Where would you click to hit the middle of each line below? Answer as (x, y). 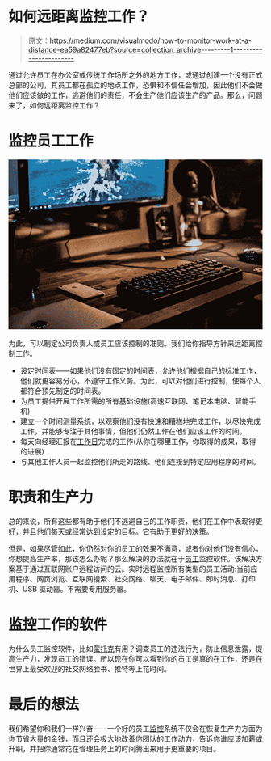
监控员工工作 (51, 141)
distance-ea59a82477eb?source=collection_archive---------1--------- (145, 49)
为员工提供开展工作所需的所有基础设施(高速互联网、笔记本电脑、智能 (134, 400)
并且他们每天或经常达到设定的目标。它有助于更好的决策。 (118, 531)
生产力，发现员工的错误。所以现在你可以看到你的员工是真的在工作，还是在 (139, 658)
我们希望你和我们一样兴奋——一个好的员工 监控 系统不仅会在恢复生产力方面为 (135, 728)
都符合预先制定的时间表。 (63, 391)
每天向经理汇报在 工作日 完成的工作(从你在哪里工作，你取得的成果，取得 (138, 441)
